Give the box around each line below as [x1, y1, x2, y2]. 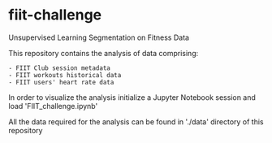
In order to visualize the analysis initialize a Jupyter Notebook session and [8, 92, 256, 102]
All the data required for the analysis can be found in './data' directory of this [8, 116, 264, 127]
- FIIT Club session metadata [8, 63, 111, 72]
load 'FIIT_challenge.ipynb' [8, 101, 98, 110]
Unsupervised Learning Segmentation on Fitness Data [8, 32, 189, 42]
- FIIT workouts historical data [8, 71, 122, 79]
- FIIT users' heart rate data [8, 78, 114, 86]
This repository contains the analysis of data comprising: [8, 48, 199, 58]
